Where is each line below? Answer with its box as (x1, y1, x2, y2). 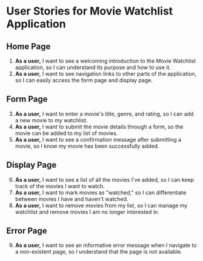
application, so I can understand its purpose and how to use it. (15, 64, 171, 71)
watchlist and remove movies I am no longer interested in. (15, 208, 159, 216)
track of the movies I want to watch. (15, 182, 105, 190)
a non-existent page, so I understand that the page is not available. (15, 248, 183, 256)
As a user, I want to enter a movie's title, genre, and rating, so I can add (15, 110, 194, 117)
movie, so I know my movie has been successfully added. (15, 142, 159, 150)
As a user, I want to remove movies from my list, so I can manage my (15, 202, 188, 209)
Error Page (6, 226, 47, 236)
